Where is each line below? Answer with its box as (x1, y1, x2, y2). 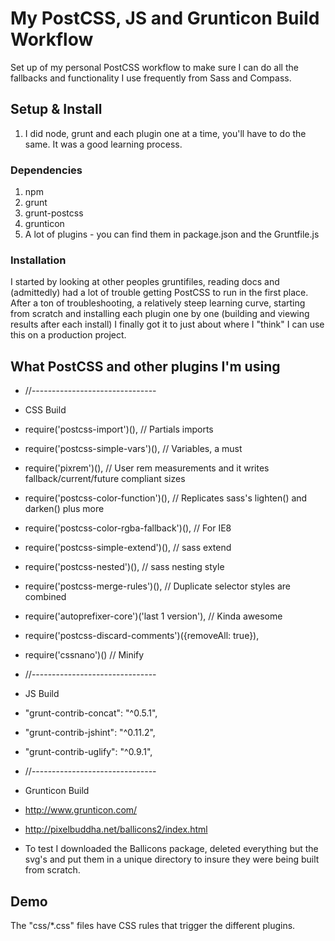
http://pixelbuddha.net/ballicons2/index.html (24, 823, 208, 836)
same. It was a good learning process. (24, 138, 183, 150)
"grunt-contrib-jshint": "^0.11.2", (24, 727, 156, 739)
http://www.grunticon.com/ (24, 804, 138, 816)
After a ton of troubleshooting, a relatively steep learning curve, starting (10, 297, 306, 309)
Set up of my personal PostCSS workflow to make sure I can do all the (10, 61, 299, 73)
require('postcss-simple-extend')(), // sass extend (24, 542, 232, 554)
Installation (10, 253, 67, 267)
